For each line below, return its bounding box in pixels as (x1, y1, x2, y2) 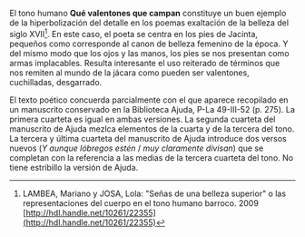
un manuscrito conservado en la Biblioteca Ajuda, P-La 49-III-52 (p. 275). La (9, 104, 295, 114)
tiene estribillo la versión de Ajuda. (9, 162, 139, 173)
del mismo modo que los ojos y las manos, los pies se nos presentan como (9, 47, 290, 58)
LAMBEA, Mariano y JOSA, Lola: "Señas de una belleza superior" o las (22, 188, 287, 199)
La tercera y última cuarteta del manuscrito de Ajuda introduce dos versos (9, 133, 288, 143)
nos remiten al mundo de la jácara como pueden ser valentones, (9, 67, 250, 78)
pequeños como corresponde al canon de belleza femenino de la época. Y (9, 38, 289, 49)
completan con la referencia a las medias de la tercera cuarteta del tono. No (9, 152, 293, 163)
